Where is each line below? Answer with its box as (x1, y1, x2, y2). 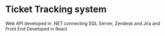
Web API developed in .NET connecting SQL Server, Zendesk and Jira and (5, 20, 160, 26)
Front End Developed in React (5, 25, 68, 31)
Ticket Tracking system (5, 4, 107, 15)
